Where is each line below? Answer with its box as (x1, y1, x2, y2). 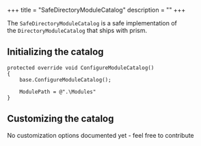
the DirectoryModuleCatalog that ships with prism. (7, 27, 148, 34)
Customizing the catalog (7, 113, 114, 125)
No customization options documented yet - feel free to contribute (7, 131, 195, 139)
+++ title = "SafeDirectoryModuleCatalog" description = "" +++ (7, 6, 186, 14)
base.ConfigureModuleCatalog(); (19, 76, 111, 83)
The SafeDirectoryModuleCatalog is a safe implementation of (7, 19, 178, 27)
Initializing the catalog (7, 46, 104, 58)
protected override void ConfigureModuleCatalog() (7, 64, 155, 71)
